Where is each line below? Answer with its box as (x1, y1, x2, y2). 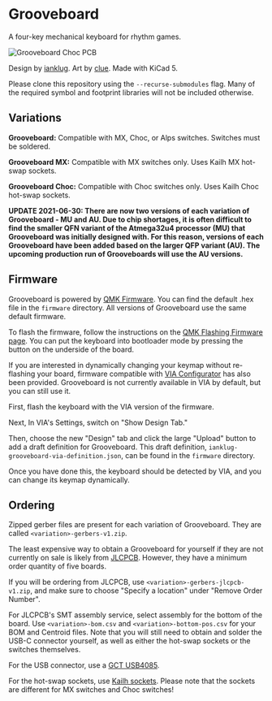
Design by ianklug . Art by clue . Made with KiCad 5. (8, 63, 179, 73)
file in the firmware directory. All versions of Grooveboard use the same (8, 302, 247, 313)
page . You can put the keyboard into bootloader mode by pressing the (8, 335, 244, 345)
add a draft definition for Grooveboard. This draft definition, (8, 442, 207, 452)
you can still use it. (8, 386, 71, 396)
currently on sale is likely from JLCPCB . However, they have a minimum (8, 553, 248, 563)
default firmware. (8, 311, 67, 321)
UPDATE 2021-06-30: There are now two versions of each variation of (8, 206, 250, 215)
